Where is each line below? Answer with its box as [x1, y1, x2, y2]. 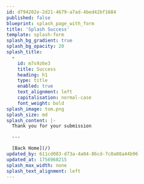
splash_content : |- [6, 117, 56, 123]
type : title [17, 77, 48, 83]
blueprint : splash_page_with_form [6, 20, 95, 26]
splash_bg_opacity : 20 [6, 44, 64, 50]
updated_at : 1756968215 [6, 156, 67, 163]
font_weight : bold [17, 100, 64, 106]
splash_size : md [6, 112, 48, 118]
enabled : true [17, 83, 53, 90]
